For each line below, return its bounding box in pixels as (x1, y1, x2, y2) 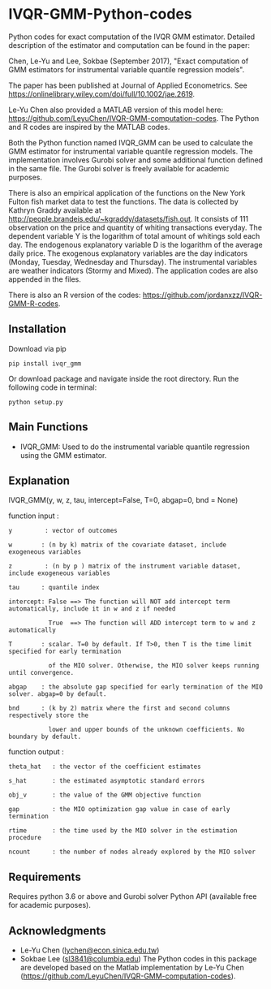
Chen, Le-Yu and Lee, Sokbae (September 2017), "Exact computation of (8, 56, 249, 66)
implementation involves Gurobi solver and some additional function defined (8, 155, 264, 165)
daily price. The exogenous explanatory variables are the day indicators (8, 248, 248, 258)
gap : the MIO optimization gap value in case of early (8, 805, 230, 814)
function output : (8, 747, 64, 757)
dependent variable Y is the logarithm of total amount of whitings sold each (8, 231, 260, 240)
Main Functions (8, 420, 88, 434)
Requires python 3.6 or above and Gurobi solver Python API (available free (8, 892, 257, 901)
